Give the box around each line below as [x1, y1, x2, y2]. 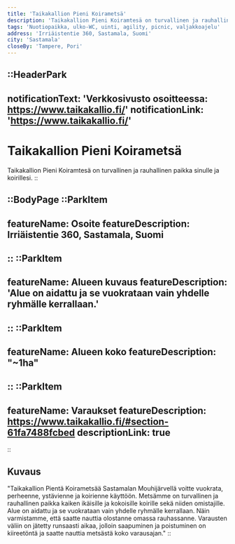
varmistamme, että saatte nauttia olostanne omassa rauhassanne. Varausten [7, 514, 227, 523]
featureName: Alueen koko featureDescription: [7, 346, 217, 358]
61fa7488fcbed [7, 426, 76, 439]
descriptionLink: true [76, 426, 171, 439]
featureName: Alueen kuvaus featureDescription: [7, 277, 227, 288]
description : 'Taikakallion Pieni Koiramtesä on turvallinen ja [7, 17, 199, 24]
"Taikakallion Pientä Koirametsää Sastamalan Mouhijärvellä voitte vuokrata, [7, 484, 224, 493]
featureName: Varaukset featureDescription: [7, 404, 207, 416]
